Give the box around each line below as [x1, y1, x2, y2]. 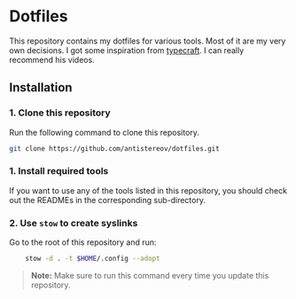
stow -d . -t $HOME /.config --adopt [25, 255, 161, 264]
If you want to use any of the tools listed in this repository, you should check [9, 185, 288, 196]
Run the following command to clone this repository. [9, 127, 199, 138]
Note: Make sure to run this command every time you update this [30, 270, 269, 280]
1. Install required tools [9, 165, 109, 177]
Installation [9, 80, 73, 95]
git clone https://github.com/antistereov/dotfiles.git [9, 144, 220, 153]
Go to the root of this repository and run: [9, 237, 157, 248]
